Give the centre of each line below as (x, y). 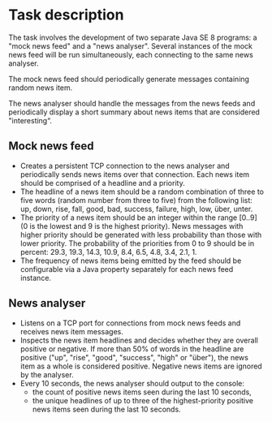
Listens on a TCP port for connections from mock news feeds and (130, 323)
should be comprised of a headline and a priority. (102, 183)
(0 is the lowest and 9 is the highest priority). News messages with (132, 226)
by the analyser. (47, 374)
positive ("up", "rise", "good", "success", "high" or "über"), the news (134, 357)
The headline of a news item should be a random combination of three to (142, 192)
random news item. (41, 88)
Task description (66, 15)
